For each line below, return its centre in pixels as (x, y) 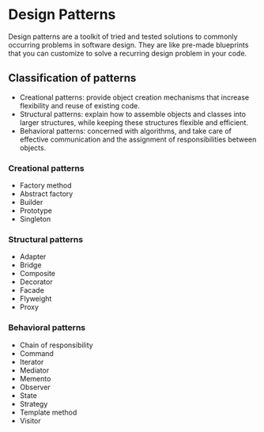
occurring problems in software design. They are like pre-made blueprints (128, 44)
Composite (38, 274)
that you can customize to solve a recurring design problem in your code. (128, 53)
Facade (32, 290)
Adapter (33, 257)
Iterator (32, 362)
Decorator (36, 282)
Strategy (34, 404)
